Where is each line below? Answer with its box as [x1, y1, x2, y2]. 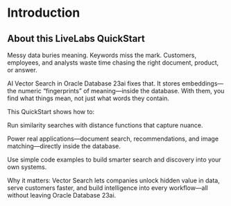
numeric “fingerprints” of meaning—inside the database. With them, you [17, 87, 225, 95]
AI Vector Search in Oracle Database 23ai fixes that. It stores [7, 79, 180, 88]
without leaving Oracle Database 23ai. [7, 191, 117, 199]
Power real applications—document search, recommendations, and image [7, 134, 219, 143]
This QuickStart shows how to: [7, 108, 95, 116]
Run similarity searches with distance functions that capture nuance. [7, 121, 203, 129]
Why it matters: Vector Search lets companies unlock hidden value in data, [7, 176, 220, 184]
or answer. [7, 66, 37, 74]
